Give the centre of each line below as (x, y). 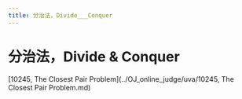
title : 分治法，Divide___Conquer (60, 15)
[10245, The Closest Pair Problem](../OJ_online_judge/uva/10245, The (121, 79)
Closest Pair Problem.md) (49, 87)
